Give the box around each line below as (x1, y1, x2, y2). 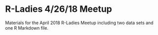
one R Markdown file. (5, 25, 48, 31)
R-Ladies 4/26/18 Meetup (5, 3, 113, 15)
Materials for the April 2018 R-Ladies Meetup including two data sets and (5, 20, 154, 26)
